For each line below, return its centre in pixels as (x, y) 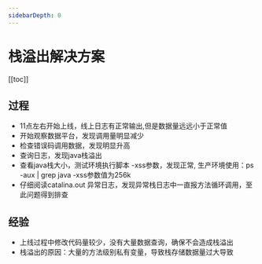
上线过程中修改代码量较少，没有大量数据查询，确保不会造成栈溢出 (126, 242)
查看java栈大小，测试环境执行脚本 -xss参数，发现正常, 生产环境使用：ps (137, 165)
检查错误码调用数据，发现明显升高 (75, 145)
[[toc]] (18, 79)
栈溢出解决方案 (57, 57)
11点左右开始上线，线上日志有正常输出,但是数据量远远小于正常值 (124, 126)
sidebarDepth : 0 (35, 15)
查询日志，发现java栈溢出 (61, 156)
